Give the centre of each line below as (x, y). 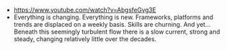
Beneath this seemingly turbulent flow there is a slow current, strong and (117, 32)
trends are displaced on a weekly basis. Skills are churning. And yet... (112, 24)
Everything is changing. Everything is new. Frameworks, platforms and (113, 17)
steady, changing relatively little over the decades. (85, 39)
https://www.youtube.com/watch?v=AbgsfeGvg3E (85, 10)
